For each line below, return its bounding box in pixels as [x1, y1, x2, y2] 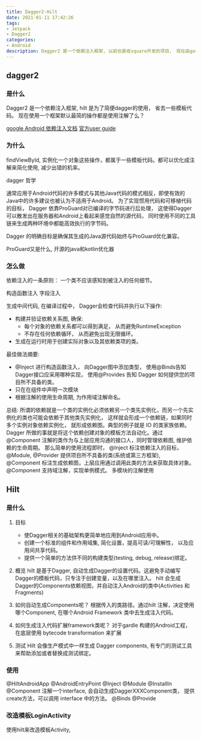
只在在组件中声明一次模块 [14, 386, 79, 393]
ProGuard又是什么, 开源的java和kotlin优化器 [6, 245, 114, 252]
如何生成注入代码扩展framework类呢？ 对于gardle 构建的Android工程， [14, 621, 191, 629]
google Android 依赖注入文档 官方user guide [6, 125, 116, 132]
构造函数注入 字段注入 [6, 290, 61, 297]
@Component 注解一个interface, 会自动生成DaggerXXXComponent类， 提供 [6, 687, 195, 694]
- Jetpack [6, 25, 31, 32]
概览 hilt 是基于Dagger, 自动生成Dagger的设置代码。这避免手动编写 [14, 566, 181, 574]
